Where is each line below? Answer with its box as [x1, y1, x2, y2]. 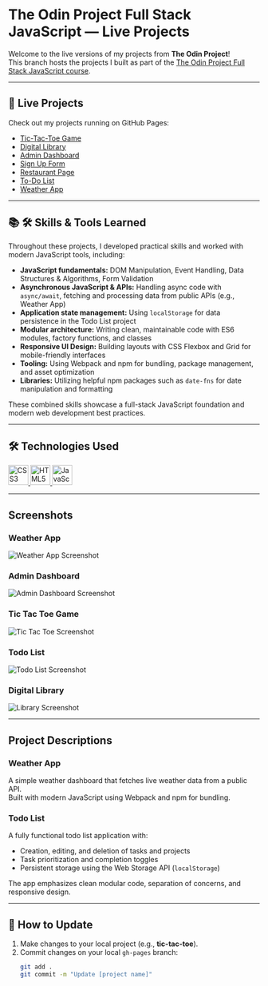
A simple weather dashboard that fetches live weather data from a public [8, 775, 248, 785]
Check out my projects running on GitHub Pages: [8, 117, 170, 127]
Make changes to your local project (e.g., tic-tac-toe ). [19, 939, 199, 948]
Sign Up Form [19, 158, 65, 169]
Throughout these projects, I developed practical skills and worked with [8, 241, 243, 251]
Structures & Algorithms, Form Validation [19, 273, 154, 283]
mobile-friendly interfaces [19, 350, 106, 360]
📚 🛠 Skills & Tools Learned [8, 216, 147, 229]
